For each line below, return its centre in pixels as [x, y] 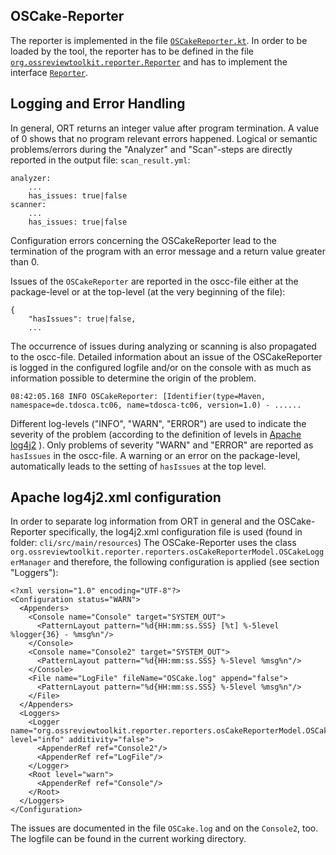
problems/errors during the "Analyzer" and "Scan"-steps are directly [151, 149]
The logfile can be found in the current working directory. [128, 839]
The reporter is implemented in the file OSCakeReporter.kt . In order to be [159, 40]
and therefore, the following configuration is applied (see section [186, 562]
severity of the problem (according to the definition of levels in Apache [156, 434]
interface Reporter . [49, 72]
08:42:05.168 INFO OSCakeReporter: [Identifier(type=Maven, [138, 396]
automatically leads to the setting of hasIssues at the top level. [138, 466]
